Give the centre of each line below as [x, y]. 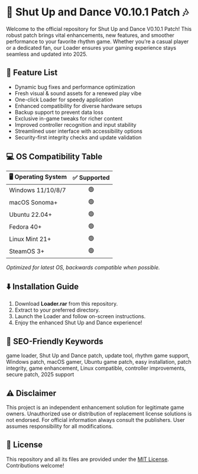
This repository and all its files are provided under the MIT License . [88, 459]
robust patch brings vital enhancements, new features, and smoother [90, 35]
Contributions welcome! [35, 465]
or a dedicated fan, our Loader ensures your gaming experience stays [91, 47]
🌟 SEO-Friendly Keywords [55, 341]
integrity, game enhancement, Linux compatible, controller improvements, [96, 368]
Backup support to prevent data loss [59, 112]
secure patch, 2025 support [40, 374]
